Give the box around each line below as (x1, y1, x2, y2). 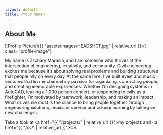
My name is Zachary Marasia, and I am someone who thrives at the (5, 57, 141, 64)
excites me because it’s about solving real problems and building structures (5, 68, 159, 74)
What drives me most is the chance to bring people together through (5, 99, 144, 106)
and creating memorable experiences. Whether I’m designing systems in (5, 84, 152, 90)
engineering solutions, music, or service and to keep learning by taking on (5, 105, 156, 110)
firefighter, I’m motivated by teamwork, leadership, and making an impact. (5, 94, 155, 100)
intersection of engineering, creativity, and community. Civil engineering (5, 63, 152, 69)
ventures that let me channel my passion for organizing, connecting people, (5, 79, 159, 84)
